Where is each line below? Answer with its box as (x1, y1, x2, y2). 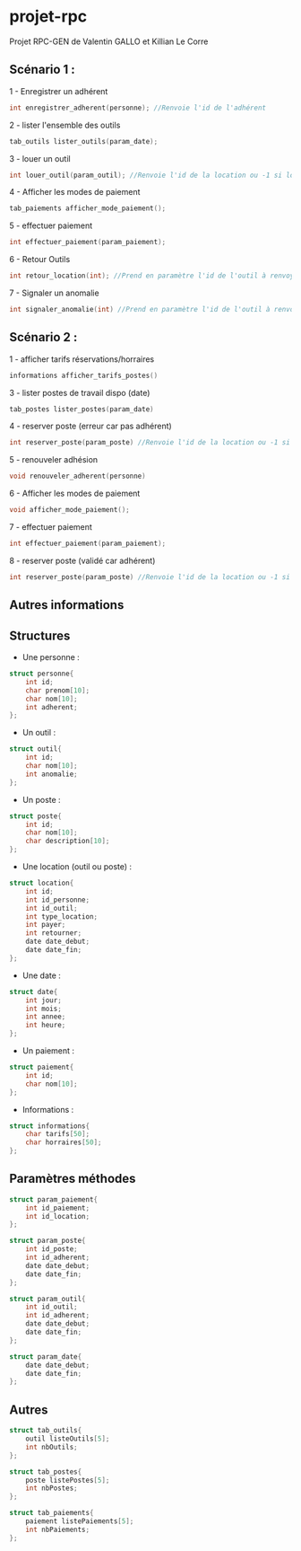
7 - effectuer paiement (9, 522, 92, 533)
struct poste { (9, 811, 63, 821)
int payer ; (25, 921, 66, 930)
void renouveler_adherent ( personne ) (9, 471, 146, 481)
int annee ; (25, 1012, 66, 1021)
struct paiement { (9, 1062, 74, 1072)
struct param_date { (9, 1352, 82, 1362)
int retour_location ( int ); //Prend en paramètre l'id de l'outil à (9, 271, 267, 280)
